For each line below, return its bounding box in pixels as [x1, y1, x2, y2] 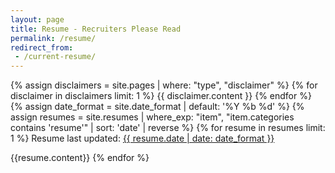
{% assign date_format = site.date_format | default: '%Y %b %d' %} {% [10, 101, 305, 113]
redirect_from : [10, 42, 74, 53]
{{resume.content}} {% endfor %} [10, 152, 150, 164]
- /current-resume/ [14, 52, 97, 62]
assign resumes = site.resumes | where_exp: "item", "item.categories [10, 111, 295, 123]
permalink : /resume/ [10, 33, 97, 43]
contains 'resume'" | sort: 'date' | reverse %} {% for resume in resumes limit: [10, 122, 326, 134]
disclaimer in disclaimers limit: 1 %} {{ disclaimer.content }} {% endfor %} [10, 90, 312, 102]
